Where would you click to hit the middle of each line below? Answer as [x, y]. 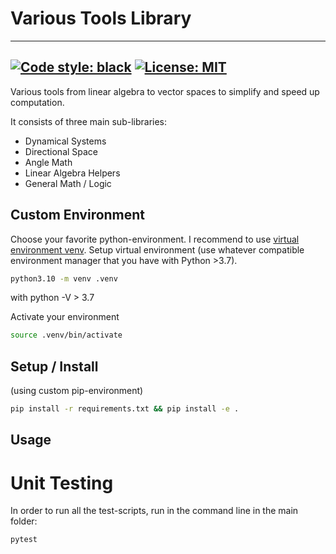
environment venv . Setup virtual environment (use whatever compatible [157, 249]
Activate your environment [65, 317]
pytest [24, 540]
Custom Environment [78, 215]
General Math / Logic [68, 183]
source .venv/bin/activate [66, 335]
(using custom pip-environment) [77, 391]
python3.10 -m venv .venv [64, 278]
